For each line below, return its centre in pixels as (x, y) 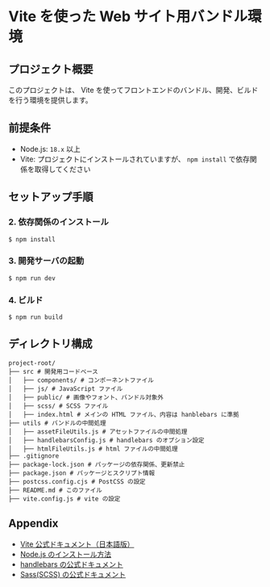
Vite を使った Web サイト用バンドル (128, 17)
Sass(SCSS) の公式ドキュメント (73, 574)
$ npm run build (35, 317)
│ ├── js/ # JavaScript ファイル (66, 388)
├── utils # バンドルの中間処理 (57, 423)
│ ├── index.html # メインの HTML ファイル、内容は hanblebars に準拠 (124, 414)
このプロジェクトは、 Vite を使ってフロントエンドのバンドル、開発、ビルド (133, 90)
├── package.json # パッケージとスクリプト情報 (82, 473)
